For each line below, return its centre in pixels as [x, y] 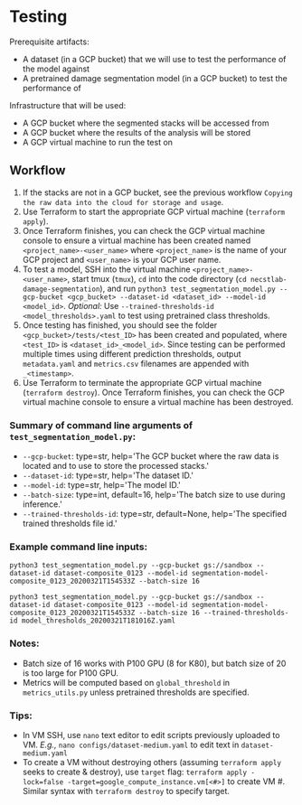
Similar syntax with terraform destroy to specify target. [126, 791]
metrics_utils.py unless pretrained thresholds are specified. [136, 692]
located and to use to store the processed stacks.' [116, 466]
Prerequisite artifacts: [49, 42]
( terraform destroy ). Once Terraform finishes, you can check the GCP [153, 392]
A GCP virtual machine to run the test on [98, 142]
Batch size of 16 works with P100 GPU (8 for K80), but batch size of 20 [154, 663]
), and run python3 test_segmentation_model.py [187, 288]
